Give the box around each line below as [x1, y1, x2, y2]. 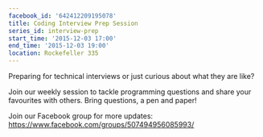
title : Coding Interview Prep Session [8, 19, 138, 27]
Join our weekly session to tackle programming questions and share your [8, 87, 252, 97]
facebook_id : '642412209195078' [8, 11, 117, 20]
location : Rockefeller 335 [8, 49, 99, 57]
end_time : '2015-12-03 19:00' [8, 42, 110, 50]
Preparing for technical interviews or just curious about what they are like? [8, 72, 255, 81]
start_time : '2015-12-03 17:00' [8, 34, 117, 43]
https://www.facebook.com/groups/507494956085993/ [8, 120, 195, 129]
